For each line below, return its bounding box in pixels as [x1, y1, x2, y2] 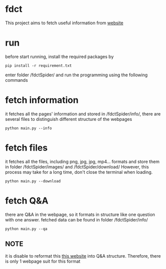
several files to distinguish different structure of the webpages [5, 116, 132, 122]
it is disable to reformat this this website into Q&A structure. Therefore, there [5, 253, 161, 259]
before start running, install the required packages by [5, 54, 114, 59]
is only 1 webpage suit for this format [5, 258, 81, 264]
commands [5, 77, 28, 83]
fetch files [5, 142, 48, 153]
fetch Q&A [5, 195, 49, 206]
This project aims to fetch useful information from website [5, 20, 124, 26]
